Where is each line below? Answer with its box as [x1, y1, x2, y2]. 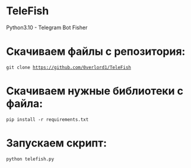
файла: [6, 97, 43, 111]
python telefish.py [6, 156, 55, 162]
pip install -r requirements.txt [6, 116, 89, 123]
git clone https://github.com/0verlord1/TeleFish [6, 64, 132, 70]
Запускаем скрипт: [6, 136, 107, 150]
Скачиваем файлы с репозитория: [6, 45, 186, 58]
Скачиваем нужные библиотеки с [6, 85, 184, 98]
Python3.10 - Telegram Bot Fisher [6, 24, 88, 31]
